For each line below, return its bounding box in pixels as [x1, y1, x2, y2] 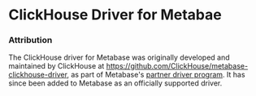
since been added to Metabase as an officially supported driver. [8, 78, 223, 88]
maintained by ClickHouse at [8, 61, 105, 71]
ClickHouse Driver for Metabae [8, 6, 222, 24]
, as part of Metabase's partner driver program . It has [66, 70, 245, 80]
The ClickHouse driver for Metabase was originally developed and [8, 52, 230, 62]
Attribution [8, 35, 53, 46]
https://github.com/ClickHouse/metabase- [106, 61, 249, 71]
